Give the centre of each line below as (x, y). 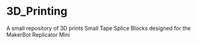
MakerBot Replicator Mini (38, 34)
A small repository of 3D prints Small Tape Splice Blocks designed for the (98, 28)
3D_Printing (37, 11)
